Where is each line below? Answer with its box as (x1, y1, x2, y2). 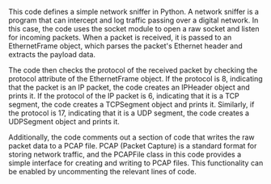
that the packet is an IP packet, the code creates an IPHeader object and (8, 82, 251, 92)
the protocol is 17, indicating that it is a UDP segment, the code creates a (8, 108, 249, 118)
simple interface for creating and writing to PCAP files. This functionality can (8, 158, 264, 168)
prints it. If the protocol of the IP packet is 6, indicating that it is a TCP (8, 91, 240, 100)
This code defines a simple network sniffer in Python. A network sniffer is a (8, 7, 259, 16)
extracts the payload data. (8, 50, 95, 59)
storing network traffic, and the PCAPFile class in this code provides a (8, 149, 241, 159)
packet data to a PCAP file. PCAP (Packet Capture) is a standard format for (8, 141, 257, 150)
